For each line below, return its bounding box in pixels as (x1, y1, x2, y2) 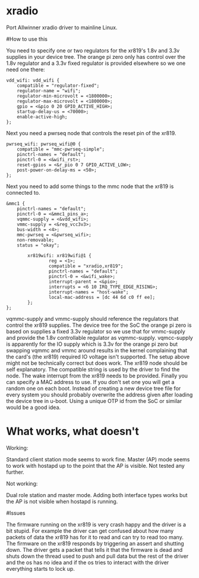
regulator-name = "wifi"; (17, 88, 81, 93)
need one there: (6, 65, 46, 73)
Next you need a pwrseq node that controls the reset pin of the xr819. (6, 129, 176, 136)
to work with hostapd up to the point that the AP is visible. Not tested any (6, 462, 185, 469)
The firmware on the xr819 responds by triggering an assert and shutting (6, 540, 184, 547)
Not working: (6, 480, 38, 487)
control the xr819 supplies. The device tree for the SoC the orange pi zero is (6, 321, 192, 329)
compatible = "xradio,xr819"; (48, 263, 124, 269)
